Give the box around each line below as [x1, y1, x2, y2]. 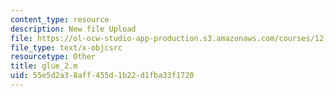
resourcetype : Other [10, 52, 97, 62]
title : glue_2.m [10, 61, 78, 71]
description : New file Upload [10, 24, 137, 34]
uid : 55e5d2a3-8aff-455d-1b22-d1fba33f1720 [10, 71, 195, 81]
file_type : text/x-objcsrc [10, 42, 123, 53]
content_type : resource [10, 14, 110, 25]
